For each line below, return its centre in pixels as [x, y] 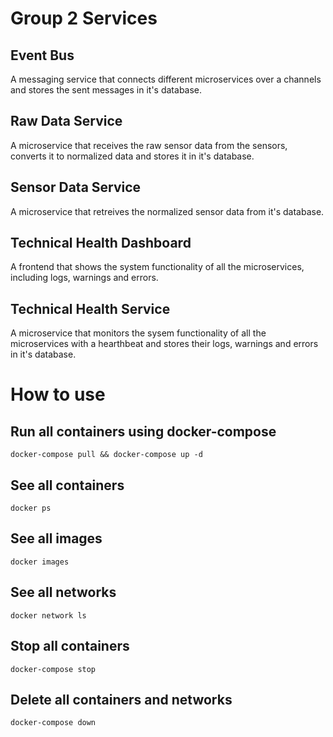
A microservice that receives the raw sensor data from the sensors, [149, 145]
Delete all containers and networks [121, 699]
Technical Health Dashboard [101, 243]
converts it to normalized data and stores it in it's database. [132, 156]
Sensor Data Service [76, 187]
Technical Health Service [90, 308]
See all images [56, 538]
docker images [40, 562]
